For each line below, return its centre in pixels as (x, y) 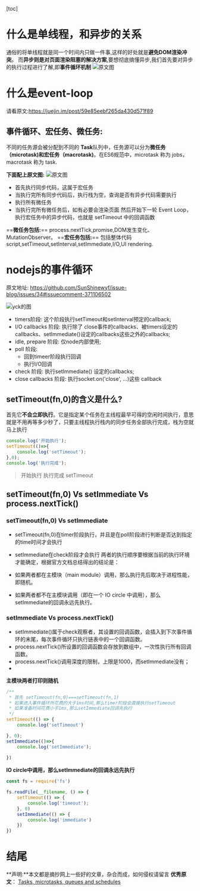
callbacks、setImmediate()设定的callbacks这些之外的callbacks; (93, 334)
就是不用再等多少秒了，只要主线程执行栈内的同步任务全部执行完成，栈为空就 (100, 422)
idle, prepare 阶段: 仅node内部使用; (58, 342)
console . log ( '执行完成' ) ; (37, 463)
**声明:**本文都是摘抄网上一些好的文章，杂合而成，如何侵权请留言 (88, 874)
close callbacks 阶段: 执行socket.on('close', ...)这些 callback (88, 378)
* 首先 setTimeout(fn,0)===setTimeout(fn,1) (64, 697)
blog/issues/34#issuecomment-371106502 (59, 294)
